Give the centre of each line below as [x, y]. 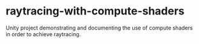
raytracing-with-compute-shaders [95, 11]
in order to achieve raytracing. [43, 34]
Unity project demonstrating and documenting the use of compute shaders [99, 28]
